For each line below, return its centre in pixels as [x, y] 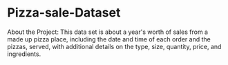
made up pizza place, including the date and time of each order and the [109, 39]
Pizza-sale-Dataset [64, 13]
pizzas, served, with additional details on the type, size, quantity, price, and [114, 46]
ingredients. [24, 54]
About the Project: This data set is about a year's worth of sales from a [108, 32]
